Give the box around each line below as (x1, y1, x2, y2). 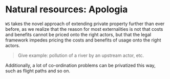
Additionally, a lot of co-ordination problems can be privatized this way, (5, 62, 156, 68)
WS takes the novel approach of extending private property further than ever (5, 21, 165, 27)
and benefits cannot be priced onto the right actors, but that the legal (5, 31, 152, 37)
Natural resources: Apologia (5, 4, 128, 15)
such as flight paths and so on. (5, 68, 71, 74)
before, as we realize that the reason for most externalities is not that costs (5, 26, 163, 32)
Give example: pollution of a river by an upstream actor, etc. (17, 52, 144, 58)
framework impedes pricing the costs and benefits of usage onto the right (5, 37, 161, 43)
